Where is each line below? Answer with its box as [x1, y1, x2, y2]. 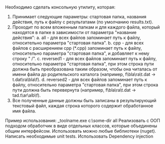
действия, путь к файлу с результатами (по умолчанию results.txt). [12, 19, 154, 25]
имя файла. [12, 108, 36, 114]
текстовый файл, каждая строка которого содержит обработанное [12, 103, 154, 108]
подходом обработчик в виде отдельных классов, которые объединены [5, 123, 158, 129]
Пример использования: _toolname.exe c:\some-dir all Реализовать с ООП [5, 118, 160, 123]
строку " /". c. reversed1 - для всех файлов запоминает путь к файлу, [12, 56, 157, 61]
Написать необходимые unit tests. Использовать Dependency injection [5, 133, 154, 139]
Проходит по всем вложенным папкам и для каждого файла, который [12, 24, 160, 30]
